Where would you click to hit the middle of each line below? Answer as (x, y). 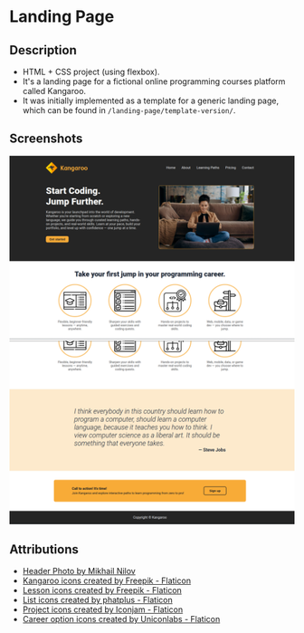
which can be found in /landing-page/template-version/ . (129, 110)
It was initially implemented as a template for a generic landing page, (151, 101)
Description (43, 50)
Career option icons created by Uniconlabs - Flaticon (121, 619)
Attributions (44, 549)
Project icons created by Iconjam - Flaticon (103, 609)
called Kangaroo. (54, 91)
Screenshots (46, 139)
